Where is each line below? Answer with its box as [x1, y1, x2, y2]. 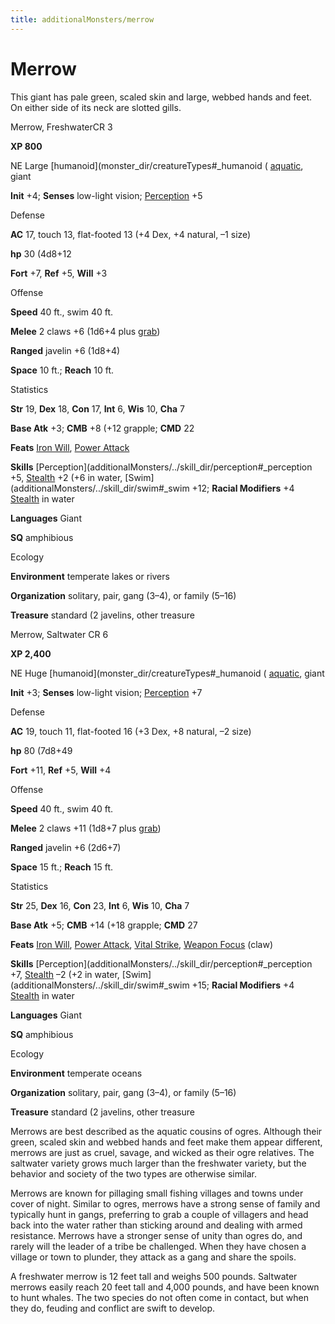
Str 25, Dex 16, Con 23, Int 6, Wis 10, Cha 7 [10, 899, 190, 911]
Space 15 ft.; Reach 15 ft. [10, 861, 113, 873]
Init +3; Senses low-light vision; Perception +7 [10, 686, 203, 698]
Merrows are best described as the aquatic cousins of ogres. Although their [10, 1125, 323, 1137]
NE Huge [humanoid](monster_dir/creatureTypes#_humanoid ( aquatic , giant [10, 667, 325, 679]
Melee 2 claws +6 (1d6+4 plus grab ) [10, 325, 161, 337]
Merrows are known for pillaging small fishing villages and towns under [10, 1187, 304, 1199]
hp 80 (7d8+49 [10, 744, 73, 756]
